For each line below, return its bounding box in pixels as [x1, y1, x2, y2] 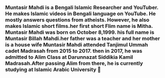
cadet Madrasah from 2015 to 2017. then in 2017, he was [5, 47, 143, 54]
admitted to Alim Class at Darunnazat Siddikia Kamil [5, 54, 133, 61]
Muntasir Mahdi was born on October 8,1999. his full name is [5, 29, 155, 36]
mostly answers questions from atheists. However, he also [5, 16, 150, 23]
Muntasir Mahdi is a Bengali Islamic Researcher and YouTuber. [5, 4, 159, 11]
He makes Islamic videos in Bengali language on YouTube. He [5, 10, 156, 17]
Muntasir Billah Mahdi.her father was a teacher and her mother [5, 35, 160, 42]
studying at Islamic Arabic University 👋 [5, 66, 101, 73]
